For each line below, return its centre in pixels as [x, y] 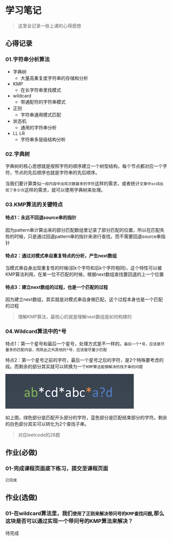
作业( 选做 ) [21, 497]
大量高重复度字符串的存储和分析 [54, 78]
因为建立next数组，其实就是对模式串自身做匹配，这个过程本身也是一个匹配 [84, 300]
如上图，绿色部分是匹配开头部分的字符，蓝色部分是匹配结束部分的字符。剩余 [86, 417]
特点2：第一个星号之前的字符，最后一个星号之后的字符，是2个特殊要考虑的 [85, 360]
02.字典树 [17, 154]
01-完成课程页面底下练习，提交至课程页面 [57, 469]
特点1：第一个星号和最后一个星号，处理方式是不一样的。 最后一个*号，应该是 [83, 343]
